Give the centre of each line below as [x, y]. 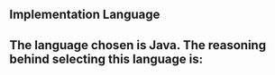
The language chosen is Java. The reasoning [138, 45]
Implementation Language [85, 15]
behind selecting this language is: [106, 58]
